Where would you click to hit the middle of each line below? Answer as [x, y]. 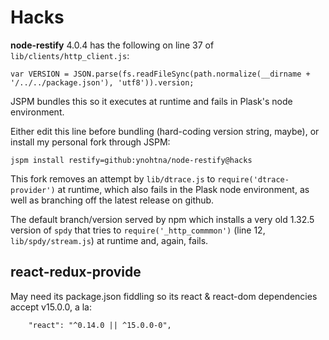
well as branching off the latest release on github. [112, 200]
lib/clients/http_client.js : [70, 55]
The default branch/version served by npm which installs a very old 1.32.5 [162, 219]
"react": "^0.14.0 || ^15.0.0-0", [100, 325]
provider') [33, 190]
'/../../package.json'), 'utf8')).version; [102, 82]
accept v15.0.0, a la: [51, 307]
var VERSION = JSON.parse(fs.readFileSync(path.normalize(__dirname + [160, 74]
